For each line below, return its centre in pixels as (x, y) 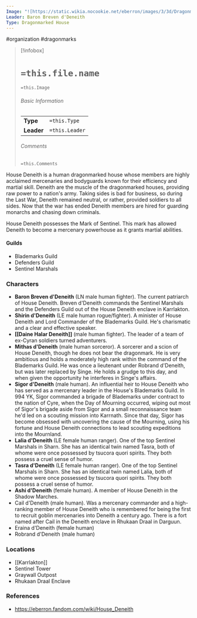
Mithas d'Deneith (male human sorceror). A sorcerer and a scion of (96, 347)
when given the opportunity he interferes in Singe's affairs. (86, 378)
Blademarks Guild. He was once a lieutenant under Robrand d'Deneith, (100, 366)
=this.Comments (39, 163)
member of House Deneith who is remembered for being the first (113, 509)
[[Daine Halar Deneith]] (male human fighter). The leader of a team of (99, 334)
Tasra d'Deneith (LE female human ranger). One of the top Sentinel (96, 466)
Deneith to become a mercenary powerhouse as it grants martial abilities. (94, 229)
